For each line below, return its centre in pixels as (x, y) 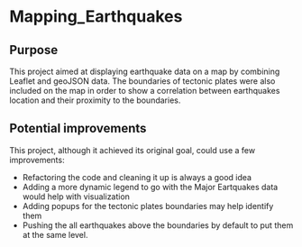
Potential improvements (78, 128)
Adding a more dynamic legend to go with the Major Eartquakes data (150, 187)
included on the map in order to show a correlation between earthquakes (145, 91)
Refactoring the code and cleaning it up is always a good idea (137, 177)
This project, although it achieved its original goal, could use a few (132, 150)
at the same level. (55, 234)
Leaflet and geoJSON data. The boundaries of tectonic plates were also (142, 81)
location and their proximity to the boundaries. (95, 100)
